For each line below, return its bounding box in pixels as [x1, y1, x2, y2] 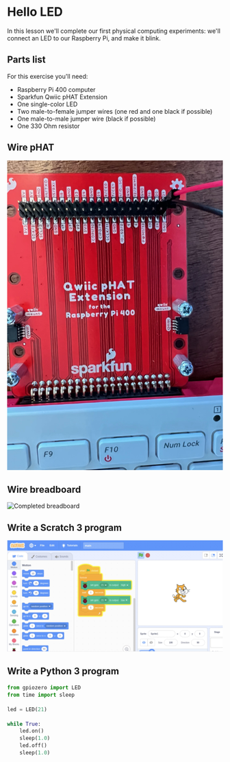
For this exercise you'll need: [7, 72, 88, 80]
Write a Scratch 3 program [7, 521, 122, 533]
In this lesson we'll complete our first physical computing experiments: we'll [7, 27, 221, 35]
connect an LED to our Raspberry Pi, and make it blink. [7, 34, 161, 42]
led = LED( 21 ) [7, 706, 48, 713]
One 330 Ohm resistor [16, 121, 80, 130]
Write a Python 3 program [7, 665, 120, 677]
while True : [7, 720, 41, 727]
